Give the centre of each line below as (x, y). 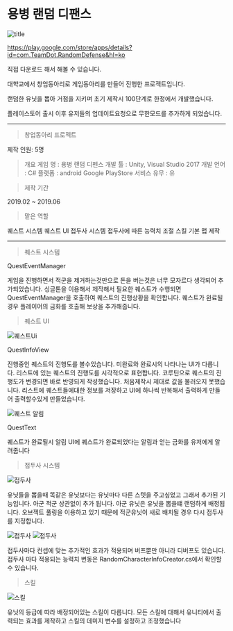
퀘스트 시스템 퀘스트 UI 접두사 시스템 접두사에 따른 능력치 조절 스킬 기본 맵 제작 (114, 231)
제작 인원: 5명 (26, 149)
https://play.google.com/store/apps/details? (70, 47)
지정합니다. (29, 521)
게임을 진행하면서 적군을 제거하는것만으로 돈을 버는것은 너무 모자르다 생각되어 (112, 280)
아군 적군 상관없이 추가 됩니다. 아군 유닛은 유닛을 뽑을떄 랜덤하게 (120, 503)
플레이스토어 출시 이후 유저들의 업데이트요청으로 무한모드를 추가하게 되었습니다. (115, 113)
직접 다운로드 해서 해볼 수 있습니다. (54, 69)
